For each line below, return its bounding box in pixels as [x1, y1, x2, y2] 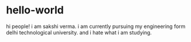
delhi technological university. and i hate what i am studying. [6, 29, 152, 36]
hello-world [6, 3, 64, 17]
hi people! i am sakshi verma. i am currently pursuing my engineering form [6, 23, 186, 30]
